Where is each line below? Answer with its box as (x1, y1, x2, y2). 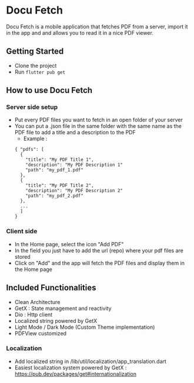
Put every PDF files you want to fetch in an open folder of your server (14, 116, 183, 124)
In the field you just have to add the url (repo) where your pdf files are (14, 247, 183, 254)
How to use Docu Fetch (6, 85, 93, 95)
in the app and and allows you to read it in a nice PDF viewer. (6, 29, 154, 36)
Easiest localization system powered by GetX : (14, 364, 127, 371)
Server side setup (6, 103, 58, 111)
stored (14, 253, 31, 260)
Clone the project (14, 62, 57, 69)
